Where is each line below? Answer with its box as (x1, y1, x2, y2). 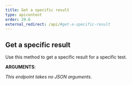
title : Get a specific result (5, 7, 70, 13)
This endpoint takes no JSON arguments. (5, 74, 92, 80)
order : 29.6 (5, 17, 31, 22)
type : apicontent (5, 12, 42, 17)
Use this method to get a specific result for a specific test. (5, 54, 127, 60)
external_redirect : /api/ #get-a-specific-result (5, 21, 111, 27)
